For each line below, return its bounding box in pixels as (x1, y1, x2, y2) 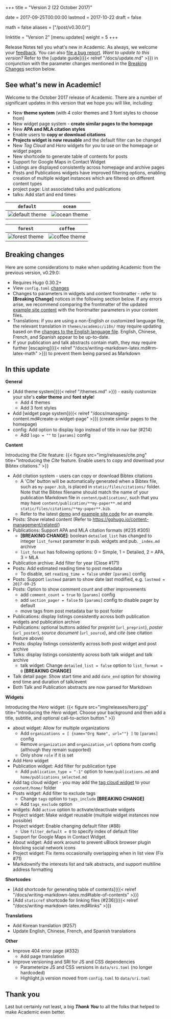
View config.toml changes (12, 284, 69, 291)
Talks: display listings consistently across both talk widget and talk (12, 651, 153, 658)
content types (12, 180, 42, 187)
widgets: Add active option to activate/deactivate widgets (12, 807, 135, 813)
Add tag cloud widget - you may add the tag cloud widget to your (12, 779, 151, 786)
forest (17, 226, 34, 231)
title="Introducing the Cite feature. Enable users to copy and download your (5, 457, 165, 463)
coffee (59, 226, 75, 231)
